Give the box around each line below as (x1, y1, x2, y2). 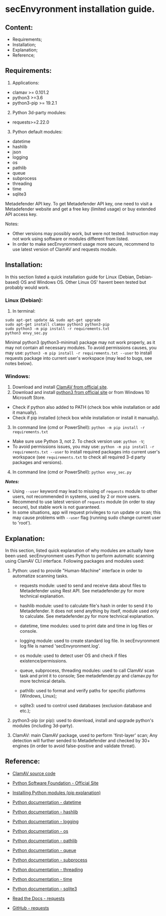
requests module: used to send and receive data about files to (19, 583, 147, 589)
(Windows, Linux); (19, 693, 57, 699)
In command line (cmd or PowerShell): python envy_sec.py (12, 469, 132, 475)
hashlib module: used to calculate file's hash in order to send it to (19, 603, 153, 609)
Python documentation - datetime (12, 799, 82, 805)
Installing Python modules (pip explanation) (12, 789, 101, 795)
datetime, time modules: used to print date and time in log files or (19, 623, 153, 629)
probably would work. (5, 284, 50, 290)
